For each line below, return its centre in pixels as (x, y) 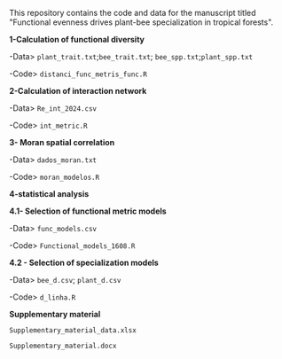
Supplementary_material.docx (63, 346)
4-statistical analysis (49, 194)
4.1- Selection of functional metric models (88, 211)
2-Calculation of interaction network (78, 91)
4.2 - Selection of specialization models (84, 262)
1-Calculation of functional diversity (77, 39)
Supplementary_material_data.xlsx (73, 331)
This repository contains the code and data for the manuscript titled (133, 13)
